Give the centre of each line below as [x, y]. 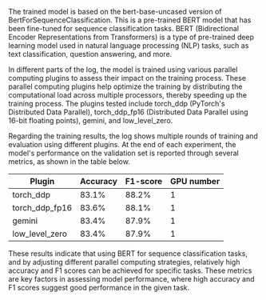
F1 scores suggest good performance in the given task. [99, 288]
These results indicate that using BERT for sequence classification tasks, [128, 254]
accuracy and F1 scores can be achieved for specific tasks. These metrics [130, 270]
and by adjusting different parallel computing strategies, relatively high [124, 262]
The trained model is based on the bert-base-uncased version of [115, 12]
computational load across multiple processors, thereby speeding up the [128, 95]
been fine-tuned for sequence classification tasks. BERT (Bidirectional [124, 28]
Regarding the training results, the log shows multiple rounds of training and [133, 136]
